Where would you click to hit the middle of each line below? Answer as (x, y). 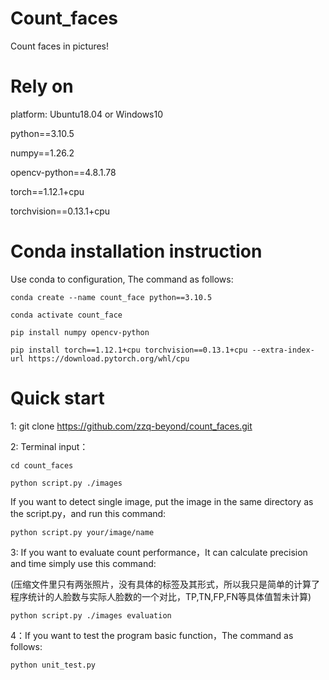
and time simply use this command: (83, 563)
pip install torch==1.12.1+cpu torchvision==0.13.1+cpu (129, 350)
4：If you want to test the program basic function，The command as (152, 635)
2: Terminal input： (49, 446)
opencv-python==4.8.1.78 (63, 172)
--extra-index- (283, 350)
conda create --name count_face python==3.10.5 (111, 297)
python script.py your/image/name (82, 532)
